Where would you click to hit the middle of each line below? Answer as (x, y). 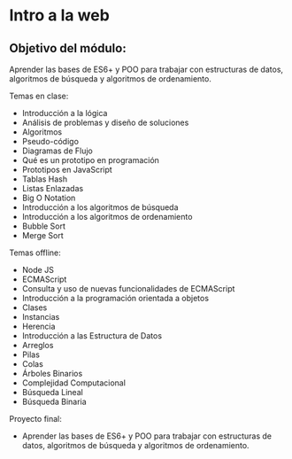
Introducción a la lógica (65, 113)
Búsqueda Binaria (54, 401)
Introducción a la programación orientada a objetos (115, 298)
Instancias (41, 317)
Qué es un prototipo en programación (90, 160)
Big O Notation (49, 198)
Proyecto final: (35, 419)
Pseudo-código (50, 141)
